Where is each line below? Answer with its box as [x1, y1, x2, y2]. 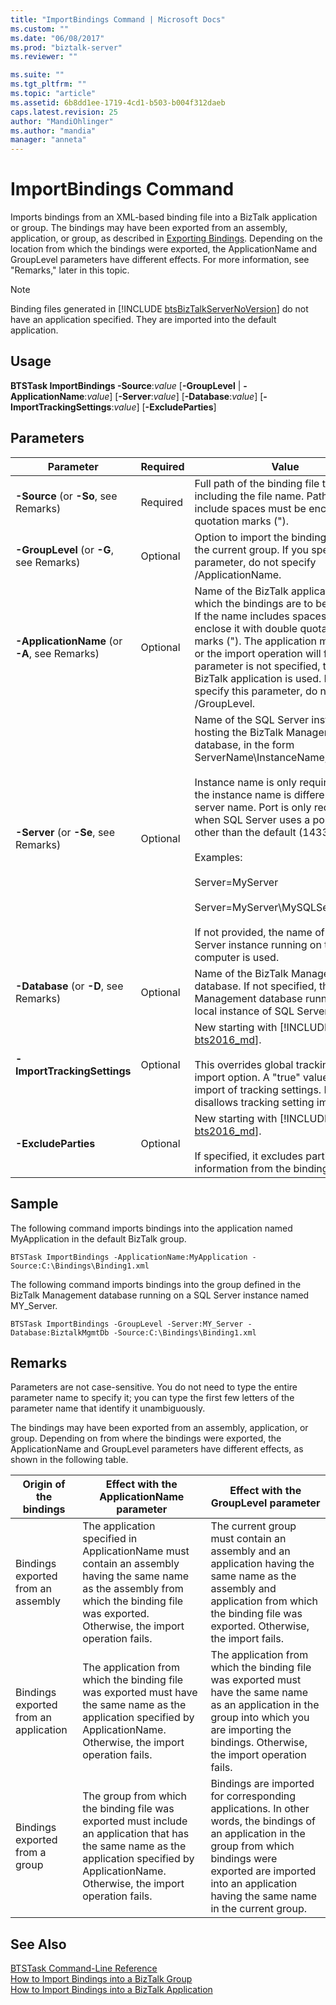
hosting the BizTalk [194, 725, 284, 739]
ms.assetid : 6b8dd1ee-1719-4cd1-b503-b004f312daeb [10, 97, 226, 108]
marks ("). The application [194, 634, 318, 648]
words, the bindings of [210, 1814, 317, 1828]
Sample [10, 1196, 59, 1213]
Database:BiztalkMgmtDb [10, 1327, 110, 1338]
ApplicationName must [82, 1544, 190, 1558]
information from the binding [194, 1161, 329, 1175]
